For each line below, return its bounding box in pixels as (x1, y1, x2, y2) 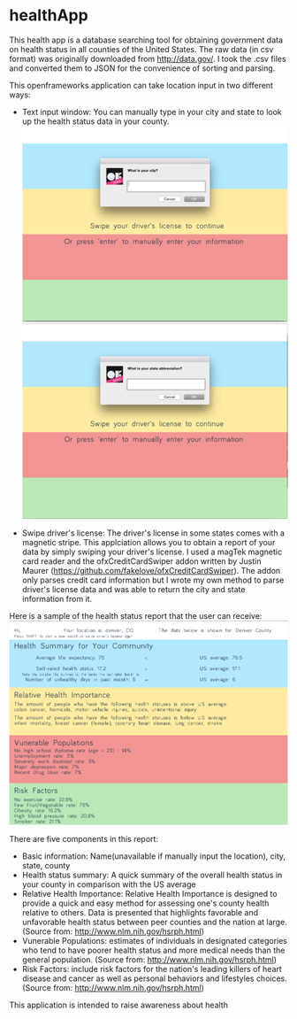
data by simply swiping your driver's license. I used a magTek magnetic (21, 546, 283, 557)
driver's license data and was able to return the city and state (21, 583, 246, 594)
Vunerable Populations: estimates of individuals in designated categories (21, 936, 288, 946)
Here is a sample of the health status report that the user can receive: (9, 610, 263, 621)
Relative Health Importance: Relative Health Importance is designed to (21, 889, 278, 899)
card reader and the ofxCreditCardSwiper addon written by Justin (21, 555, 263, 567)
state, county (21, 861, 71, 871)
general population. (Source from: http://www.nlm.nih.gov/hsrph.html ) (21, 954, 277, 965)
